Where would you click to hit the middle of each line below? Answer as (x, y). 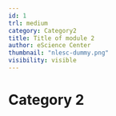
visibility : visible (43, 61)
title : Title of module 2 (51, 38)
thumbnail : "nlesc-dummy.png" (59, 53)
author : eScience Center (50, 46)
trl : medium (28, 23)
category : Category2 (43, 30)
